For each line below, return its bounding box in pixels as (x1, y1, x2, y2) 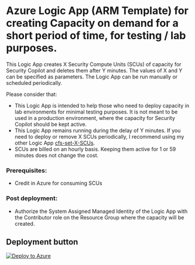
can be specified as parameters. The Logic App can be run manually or (6, 73, 178, 80)
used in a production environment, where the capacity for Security (14, 114, 176, 121)
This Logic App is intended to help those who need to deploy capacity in (14, 102, 190, 109)
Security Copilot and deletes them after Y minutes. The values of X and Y (6, 67, 183, 74)
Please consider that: (6, 91, 57, 98)
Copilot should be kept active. (14, 121, 87, 128)
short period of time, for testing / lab (6, 29, 186, 42)
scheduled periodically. (6, 79, 63, 86)
